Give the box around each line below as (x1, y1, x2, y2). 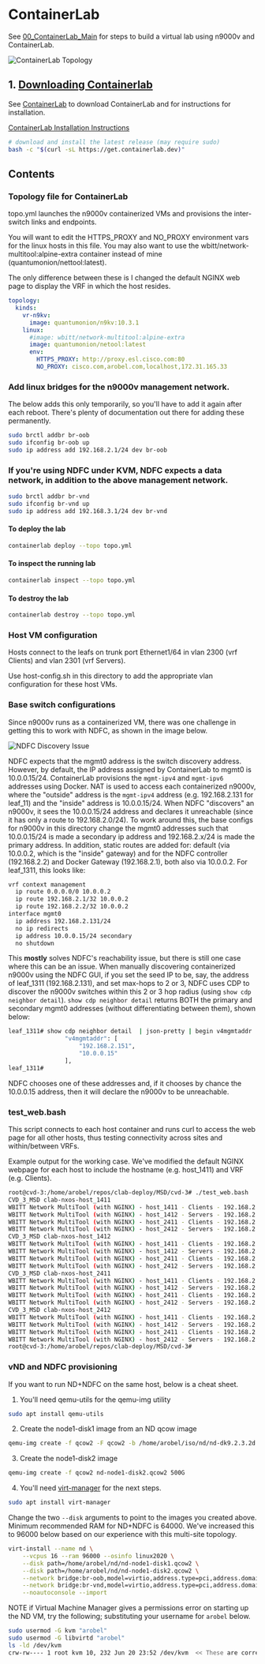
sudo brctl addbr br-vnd (8, 493, 90, 500)
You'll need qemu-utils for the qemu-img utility (19, 1395, 171, 1404)
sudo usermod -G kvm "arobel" (8, 1627, 108, 1635)
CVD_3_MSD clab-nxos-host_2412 (8, 1306, 111, 1314)
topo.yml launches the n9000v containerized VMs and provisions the (8, 209, 233, 219)
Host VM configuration (8, 629, 98, 640)
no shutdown (15, 939, 55, 947)
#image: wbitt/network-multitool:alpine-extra (28, 333, 185, 341)
